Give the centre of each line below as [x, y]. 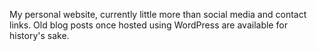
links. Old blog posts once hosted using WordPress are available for [148, 25]
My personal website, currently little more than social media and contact [158, 14]
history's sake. [39, 35]
